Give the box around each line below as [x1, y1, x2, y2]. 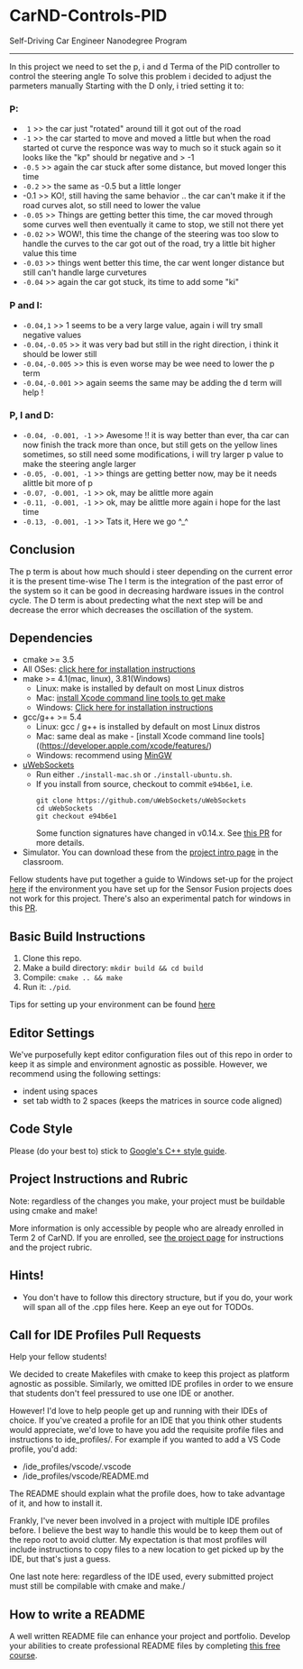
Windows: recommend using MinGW [35, 750, 173, 761]
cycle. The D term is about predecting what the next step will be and [9, 594, 263, 605]
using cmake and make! [9, 1205, 97, 1215]
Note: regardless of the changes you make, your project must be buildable [9, 1196, 286, 1206]
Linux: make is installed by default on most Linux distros [35, 683, 244, 694]
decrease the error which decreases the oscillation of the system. [9, 604, 254, 615]
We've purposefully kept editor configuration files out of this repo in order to [9, 1050, 293, 1060]
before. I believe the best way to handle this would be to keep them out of [9, 1525, 283, 1536]
